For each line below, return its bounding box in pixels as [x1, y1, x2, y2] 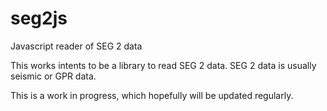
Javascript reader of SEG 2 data [10, 40, 143, 52]
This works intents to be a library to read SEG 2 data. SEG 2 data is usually [10, 59, 317, 71]
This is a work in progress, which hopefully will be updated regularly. [10, 89, 294, 101]
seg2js [10, 7, 68, 30]
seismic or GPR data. [10, 70, 97, 82]
